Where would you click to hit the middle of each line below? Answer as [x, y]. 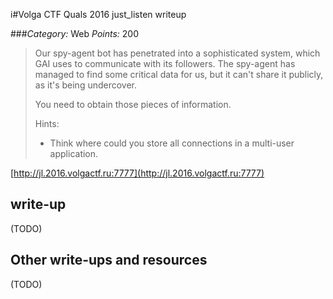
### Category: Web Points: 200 [74, 33]
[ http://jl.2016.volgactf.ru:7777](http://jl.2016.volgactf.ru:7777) [137, 173]
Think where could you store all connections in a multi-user [172, 143]
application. [74, 153]
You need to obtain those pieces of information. [133, 104]
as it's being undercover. [86, 85]
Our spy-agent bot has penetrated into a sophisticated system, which [177, 53]
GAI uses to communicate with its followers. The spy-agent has [165, 63]
